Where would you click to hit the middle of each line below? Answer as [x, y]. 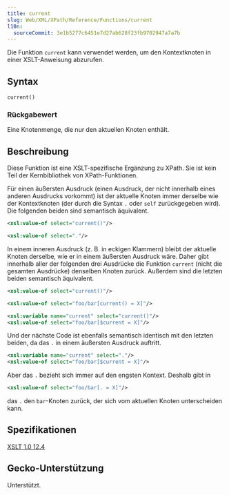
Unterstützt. [24, 485]
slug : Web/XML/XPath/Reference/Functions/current [80, 20]
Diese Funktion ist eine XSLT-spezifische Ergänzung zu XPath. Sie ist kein [112, 168]
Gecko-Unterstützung [56, 468]
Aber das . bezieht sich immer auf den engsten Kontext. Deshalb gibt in [109, 375]
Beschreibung [38, 152]
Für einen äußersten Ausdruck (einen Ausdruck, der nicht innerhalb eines [111, 189]
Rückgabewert [32, 115]
